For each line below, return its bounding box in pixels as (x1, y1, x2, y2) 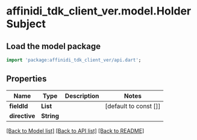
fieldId (9, 101, 28, 110)
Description (64, 92, 99, 100)
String (41, 112, 59, 120)
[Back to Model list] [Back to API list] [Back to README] (6, 127, 145, 134)
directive (9, 112, 36, 120)
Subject (6, 17, 46, 31)
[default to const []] (105, 101, 161, 110)
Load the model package (6, 41, 101, 51)
